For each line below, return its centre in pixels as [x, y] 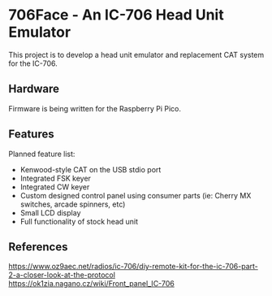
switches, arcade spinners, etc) [73, 204]
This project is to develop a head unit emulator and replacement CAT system [136, 54]
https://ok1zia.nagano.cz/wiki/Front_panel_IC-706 [91, 284]
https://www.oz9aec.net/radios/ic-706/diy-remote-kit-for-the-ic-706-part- [133, 267]
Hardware [34, 89]
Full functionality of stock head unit [79, 221]
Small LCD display [50, 212]
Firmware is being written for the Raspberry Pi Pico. [95, 108]
